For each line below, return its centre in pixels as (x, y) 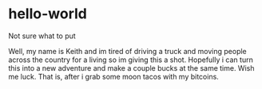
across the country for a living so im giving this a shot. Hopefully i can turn (131, 60)
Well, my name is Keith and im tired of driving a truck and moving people (128, 51)
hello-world (48, 14)
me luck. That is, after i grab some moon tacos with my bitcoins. (114, 76)
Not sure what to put (42, 36)
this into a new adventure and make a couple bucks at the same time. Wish (131, 68)
